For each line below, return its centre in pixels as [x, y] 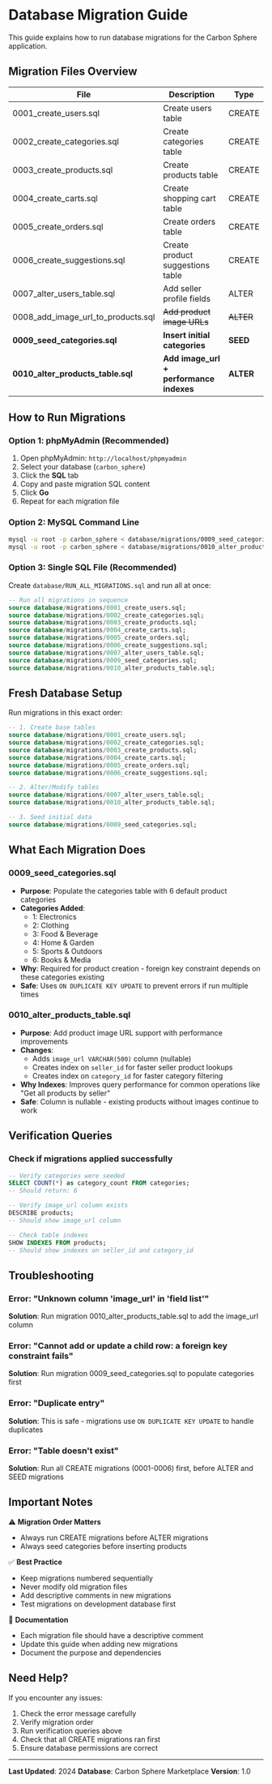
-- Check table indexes [49, 1235]
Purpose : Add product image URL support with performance [121, 1032]
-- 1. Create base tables [52, 727]
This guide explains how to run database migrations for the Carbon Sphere [133, 37]
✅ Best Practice [36, 1562]
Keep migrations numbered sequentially [87, 1578]
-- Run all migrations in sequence [68, 600]
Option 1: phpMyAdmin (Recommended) [89, 441]
